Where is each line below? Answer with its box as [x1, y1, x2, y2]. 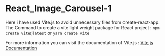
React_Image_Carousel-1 [5, 3, 112, 14]
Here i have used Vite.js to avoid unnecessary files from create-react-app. [5, 19, 160, 25]
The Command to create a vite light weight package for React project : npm [5, 24, 160, 30]
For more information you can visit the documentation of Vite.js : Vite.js [5, 39, 153, 45]
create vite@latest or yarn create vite [5, 30, 90, 36]
